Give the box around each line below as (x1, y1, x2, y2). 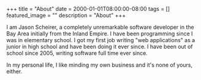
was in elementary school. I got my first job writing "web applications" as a (6, 37, 195, 43)
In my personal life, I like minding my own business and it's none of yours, (6, 61, 193, 68)
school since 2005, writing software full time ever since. (6, 49, 148, 57)
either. (6, 68, 23, 75)
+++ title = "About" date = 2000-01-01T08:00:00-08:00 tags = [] (6, 5, 170, 12)
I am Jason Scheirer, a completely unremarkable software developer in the (6, 24, 194, 31)
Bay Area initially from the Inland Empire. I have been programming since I (6, 30, 193, 37)
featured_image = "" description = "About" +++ (6, 12, 126, 19)
